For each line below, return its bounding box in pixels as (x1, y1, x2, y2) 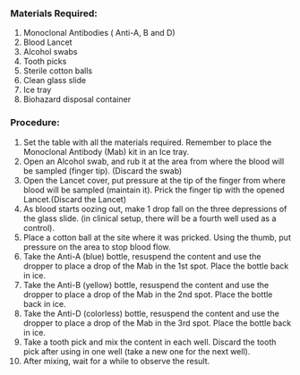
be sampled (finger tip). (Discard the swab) (22, 165, 183, 176)
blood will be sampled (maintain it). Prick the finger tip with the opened (22, 184, 285, 195)
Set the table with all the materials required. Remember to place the (22, 137, 272, 148)
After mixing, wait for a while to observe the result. (22, 355, 210, 366)
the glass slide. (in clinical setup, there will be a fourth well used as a (22, 213, 277, 224)
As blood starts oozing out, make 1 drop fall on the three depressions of (22, 203, 287, 214)
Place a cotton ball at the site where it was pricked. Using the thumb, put (22, 232, 292, 243)
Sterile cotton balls (22, 65, 93, 76)
